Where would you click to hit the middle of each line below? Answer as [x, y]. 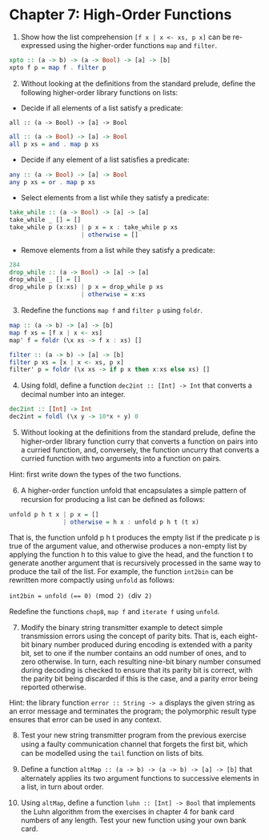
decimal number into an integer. [73, 395]
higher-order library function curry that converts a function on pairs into [139, 441]
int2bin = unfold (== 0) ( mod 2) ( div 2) [81, 595]
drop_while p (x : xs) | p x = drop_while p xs [86, 287]
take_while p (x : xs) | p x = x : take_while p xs [94, 227]
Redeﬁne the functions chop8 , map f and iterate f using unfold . [114, 611]
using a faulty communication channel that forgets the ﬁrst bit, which [134, 744]
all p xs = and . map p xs [54, 144]
